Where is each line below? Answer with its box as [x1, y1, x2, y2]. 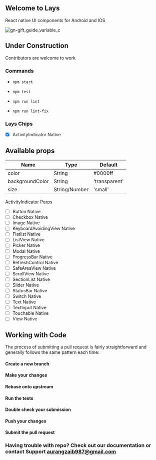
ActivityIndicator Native [12, 132, 61, 138]
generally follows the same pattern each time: [5, 349, 99, 355]
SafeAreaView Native [12, 265, 56, 271]
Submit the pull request [5, 429, 55, 435]
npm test [12, 89, 31, 94]
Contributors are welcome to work [5, 55, 76, 61]
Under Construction [5, 42, 68, 50]
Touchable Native [12, 310, 49, 316]
